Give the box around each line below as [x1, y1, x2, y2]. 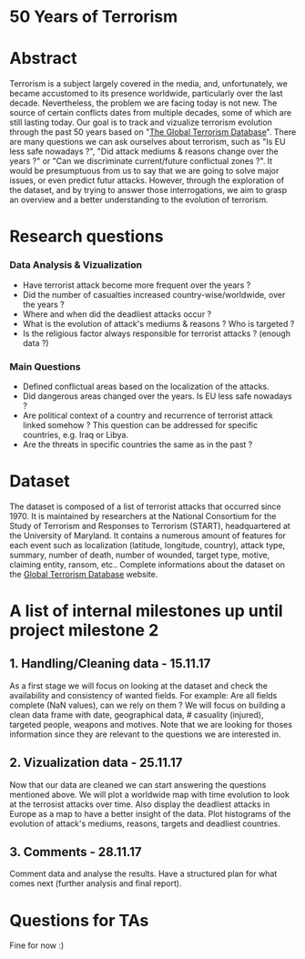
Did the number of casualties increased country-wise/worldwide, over [22, 289, 286, 300]
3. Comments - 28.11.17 [9, 844, 142, 860]
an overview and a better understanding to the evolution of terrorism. [9, 194, 269, 206]
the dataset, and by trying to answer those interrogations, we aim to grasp [9, 185, 288, 196]
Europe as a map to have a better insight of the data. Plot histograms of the [9, 808, 291, 819]
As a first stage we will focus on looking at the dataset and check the [9, 680, 269, 691]
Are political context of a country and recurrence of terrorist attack [22, 410, 273, 421]
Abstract [9, 48, 77, 69]
